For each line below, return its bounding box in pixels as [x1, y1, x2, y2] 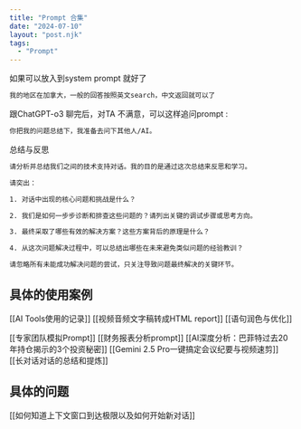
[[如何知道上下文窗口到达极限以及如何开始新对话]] [9, 409, 196, 421]
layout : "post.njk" [9, 30, 83, 39]
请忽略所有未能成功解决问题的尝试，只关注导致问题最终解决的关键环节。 [9, 260, 239, 270]
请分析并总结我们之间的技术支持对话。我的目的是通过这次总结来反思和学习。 [9, 162, 252, 171]
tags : [9, 38, 30, 48]
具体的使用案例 [9, 287, 93, 303]
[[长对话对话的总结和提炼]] [9, 355, 108, 366]
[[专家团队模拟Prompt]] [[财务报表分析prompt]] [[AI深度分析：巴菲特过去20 [9, 332, 288, 343]
